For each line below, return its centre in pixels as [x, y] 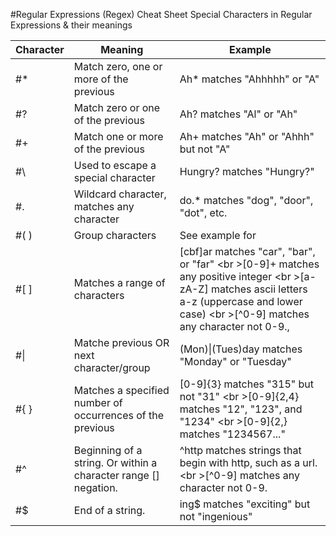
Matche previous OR [121, 342]
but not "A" [205, 149]
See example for [218, 235]
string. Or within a [115, 462]
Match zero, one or [118, 66]
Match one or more [118, 136]
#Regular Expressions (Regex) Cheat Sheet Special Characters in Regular [161, 14]
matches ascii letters [259, 289]
